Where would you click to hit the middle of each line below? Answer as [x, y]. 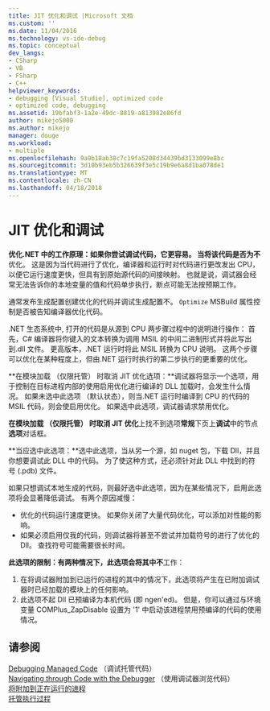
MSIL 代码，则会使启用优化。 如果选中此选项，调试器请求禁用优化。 [121, 406]
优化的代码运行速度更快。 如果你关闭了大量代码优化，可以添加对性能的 [137, 515]
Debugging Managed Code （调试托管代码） [82, 668]
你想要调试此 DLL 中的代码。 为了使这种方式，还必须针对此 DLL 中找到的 [129, 461]
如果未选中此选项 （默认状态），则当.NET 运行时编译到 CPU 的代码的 [137, 396]
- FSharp [23, 76]
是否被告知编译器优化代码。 [61, 312]
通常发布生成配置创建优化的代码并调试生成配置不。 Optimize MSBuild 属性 [131, 301]
